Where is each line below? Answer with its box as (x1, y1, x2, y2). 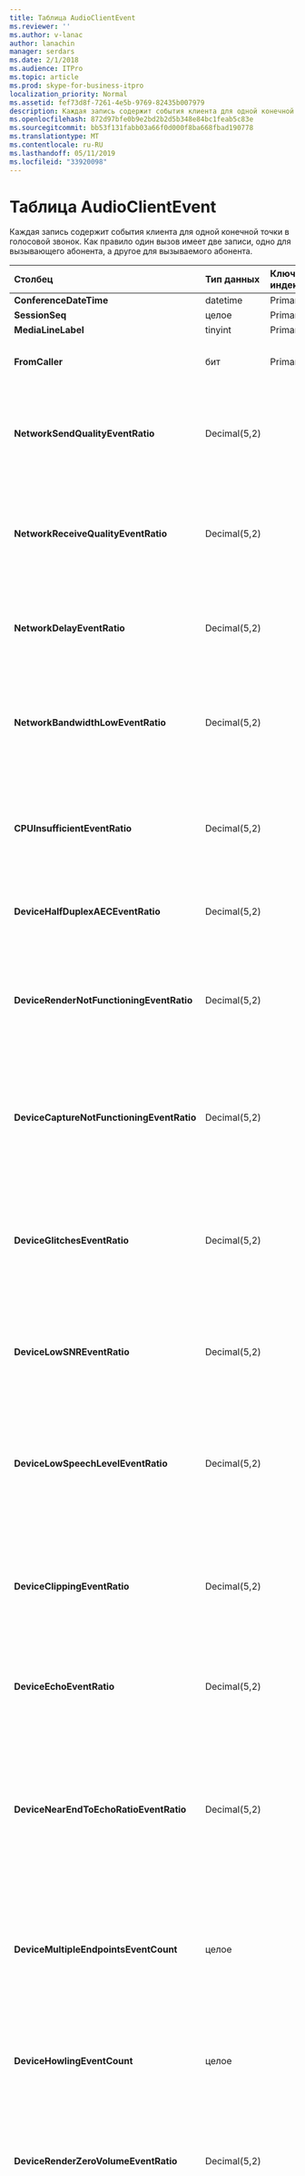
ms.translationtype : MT (9, 132, 100, 141)
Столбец (14, 273, 54, 286)
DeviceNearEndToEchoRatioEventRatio (14, 1804, 187, 1816)
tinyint (204, 324, 231, 337)
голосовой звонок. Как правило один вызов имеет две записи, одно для (9, 236, 291, 247)
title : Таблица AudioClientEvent (9, 13, 136, 23)
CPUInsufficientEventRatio (14, 822, 133, 835)
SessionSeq (14, 309, 67, 321)
